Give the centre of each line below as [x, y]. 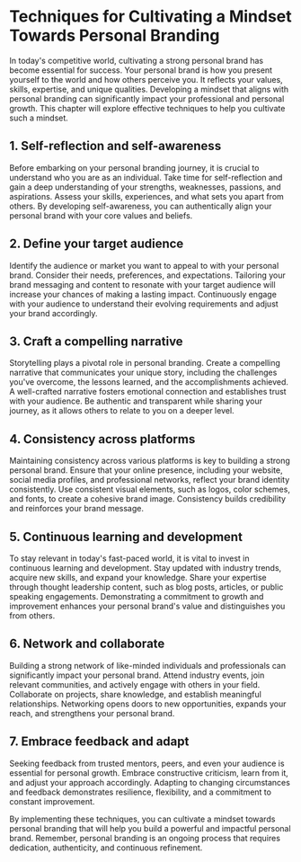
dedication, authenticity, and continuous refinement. [106, 848]
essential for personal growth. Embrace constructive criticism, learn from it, [149, 773]
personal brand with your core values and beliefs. [101, 215]
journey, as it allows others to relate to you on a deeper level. [122, 411]
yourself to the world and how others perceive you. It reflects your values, [146, 79]
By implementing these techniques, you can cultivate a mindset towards [142, 819]
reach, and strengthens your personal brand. [92, 713]
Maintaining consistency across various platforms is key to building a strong [150, 461]
